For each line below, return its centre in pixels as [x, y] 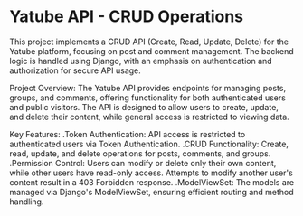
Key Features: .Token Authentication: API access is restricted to [128, 134]
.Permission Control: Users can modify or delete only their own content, [143, 163]
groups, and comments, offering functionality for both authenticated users [148, 98]
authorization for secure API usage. [76, 70]
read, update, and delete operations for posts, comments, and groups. [140, 153]
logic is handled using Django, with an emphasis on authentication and [141, 61]
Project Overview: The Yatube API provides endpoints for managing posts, [148, 88]
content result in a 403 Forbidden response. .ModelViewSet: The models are [152, 182]
